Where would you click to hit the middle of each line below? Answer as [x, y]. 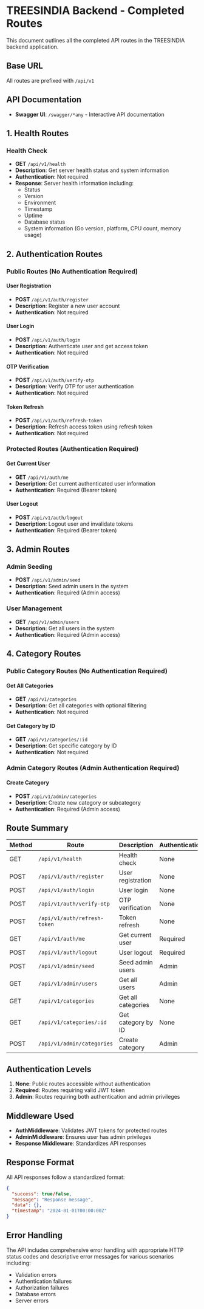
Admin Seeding [29, 567]
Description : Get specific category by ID [66, 746]
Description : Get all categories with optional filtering [81, 706]
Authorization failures [42, 1287]
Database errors [36, 1294]
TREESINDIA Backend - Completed [95, 11]
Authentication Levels [49, 1069]
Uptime [33, 216]
